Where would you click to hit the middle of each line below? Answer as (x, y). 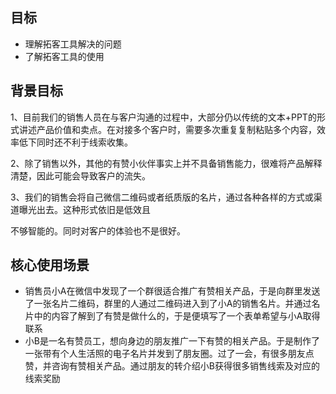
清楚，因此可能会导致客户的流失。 (80, 175)
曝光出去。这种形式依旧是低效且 (84, 209)
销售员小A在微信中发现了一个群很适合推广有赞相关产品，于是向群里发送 (172, 291)
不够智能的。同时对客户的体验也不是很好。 (98, 230)
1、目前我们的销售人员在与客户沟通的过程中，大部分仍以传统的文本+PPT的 (163, 117)
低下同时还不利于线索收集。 (75, 142)
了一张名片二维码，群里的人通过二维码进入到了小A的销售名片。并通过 (168, 304)
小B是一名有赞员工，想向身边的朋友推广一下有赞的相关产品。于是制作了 (172, 341)
